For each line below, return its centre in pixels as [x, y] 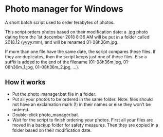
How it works [25, 82]
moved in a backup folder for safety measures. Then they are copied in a [85, 125]
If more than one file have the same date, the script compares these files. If [80, 51]
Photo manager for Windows [64, 9]
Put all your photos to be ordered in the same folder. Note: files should [82, 99]
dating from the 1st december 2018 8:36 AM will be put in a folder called [77, 37]
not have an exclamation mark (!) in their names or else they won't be [81, 104]
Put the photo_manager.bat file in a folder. [54, 94]
